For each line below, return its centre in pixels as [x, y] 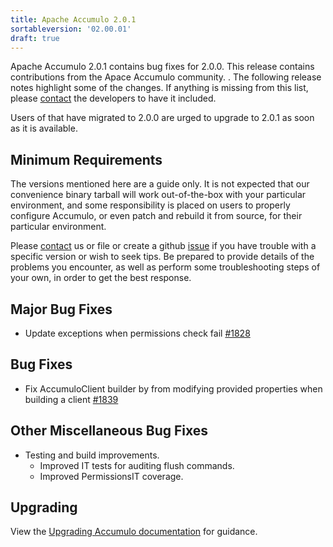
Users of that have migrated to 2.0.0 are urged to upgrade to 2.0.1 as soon [162, 118]
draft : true [35, 38]
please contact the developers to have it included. [113, 98]
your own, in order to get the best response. [101, 278]
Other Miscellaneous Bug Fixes [109, 431]
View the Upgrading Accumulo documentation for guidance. [134, 532]
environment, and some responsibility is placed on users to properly [150, 205]
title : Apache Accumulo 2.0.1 [73, 19]
